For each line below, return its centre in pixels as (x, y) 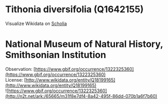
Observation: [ (20, 69)
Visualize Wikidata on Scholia (36, 23)
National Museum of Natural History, (84, 44)
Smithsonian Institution (56, 55)
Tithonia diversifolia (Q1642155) (75, 9)
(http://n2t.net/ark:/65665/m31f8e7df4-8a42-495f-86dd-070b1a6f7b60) (81, 96)
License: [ (16, 80)
